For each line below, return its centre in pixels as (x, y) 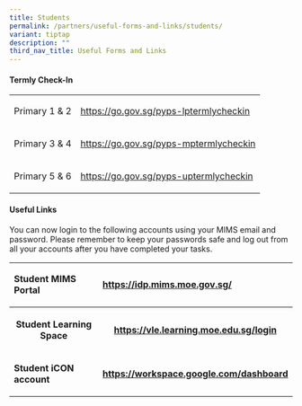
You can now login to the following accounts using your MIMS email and (143, 229)
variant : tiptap (40, 34)
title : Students (40, 18)
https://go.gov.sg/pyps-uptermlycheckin (167, 176)
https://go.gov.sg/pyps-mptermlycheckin (168, 144)
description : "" (40, 43)
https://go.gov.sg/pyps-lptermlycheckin (165, 111)
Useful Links (33, 209)
